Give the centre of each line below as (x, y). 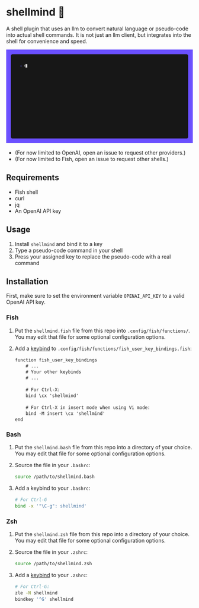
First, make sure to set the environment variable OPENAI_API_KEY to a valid (95, 296)
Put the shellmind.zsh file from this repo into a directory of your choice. (102, 534)
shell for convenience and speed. (47, 41)
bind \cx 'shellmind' (52, 396)
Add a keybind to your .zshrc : (51, 575)
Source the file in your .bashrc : (52, 465)
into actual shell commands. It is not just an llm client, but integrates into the (99, 34)
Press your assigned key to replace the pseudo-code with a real (93, 256)
